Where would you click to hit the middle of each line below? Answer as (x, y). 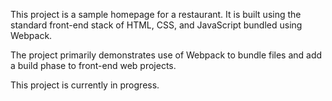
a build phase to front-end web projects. (93, 65)
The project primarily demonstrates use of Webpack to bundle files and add (166, 55)
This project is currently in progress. (85, 85)
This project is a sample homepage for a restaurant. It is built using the (156, 14)
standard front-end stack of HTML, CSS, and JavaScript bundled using (156, 25)
